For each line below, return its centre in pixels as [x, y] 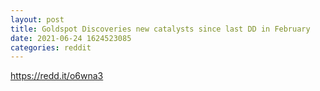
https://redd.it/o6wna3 [57, 76]
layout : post [37, 19]
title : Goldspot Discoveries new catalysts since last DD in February [160, 29]
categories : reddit [51, 47]
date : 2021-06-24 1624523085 [71, 38]
